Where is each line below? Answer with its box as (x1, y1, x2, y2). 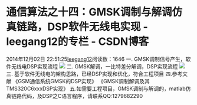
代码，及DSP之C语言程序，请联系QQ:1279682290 (21, 92, 143, 99)
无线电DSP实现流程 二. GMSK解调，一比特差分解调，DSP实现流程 (11, 63, 178, 70)
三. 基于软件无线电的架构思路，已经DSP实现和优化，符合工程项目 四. (6, 70, 172, 77)
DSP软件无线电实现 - (47, 20, 149, 34)
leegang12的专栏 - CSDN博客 (6, 35, 149, 48)
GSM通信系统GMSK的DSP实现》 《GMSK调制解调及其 (17, 77, 150, 84)
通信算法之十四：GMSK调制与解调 (6, 5, 172, 19)
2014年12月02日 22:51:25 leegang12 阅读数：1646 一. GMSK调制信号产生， (6, 55, 186, 63)
